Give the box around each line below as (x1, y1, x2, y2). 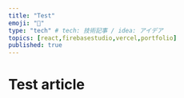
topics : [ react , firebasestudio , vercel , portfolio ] (8, 33, 178, 42)
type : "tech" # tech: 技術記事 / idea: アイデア (8, 26, 164, 34)
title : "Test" (8, 11, 56, 20)
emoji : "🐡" (8, 19, 45, 27)
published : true (8, 41, 62, 49)
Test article (8, 76, 86, 94)
